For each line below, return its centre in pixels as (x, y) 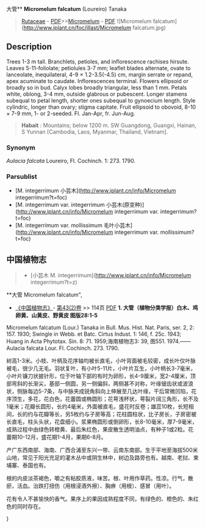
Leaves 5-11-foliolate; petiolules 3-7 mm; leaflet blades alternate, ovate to (99, 68)
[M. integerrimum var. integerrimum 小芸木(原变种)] (80, 205)
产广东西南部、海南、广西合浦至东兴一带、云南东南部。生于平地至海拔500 (99, 450)
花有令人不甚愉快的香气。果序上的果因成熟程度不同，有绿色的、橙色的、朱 (100, 499)
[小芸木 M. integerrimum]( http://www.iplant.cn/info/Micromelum (111, 275)
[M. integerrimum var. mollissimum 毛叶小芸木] (74, 225)
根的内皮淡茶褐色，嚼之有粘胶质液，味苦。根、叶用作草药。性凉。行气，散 (100, 479)
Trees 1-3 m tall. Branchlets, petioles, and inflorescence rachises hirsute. (98, 61)
